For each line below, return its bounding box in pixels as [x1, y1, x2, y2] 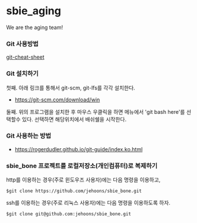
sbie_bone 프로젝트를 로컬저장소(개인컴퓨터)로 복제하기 [6, 161, 158, 170]
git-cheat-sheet [6, 53, 45, 60]
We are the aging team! [6, 24, 63, 31]
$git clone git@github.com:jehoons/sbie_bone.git [6, 211, 132, 217]
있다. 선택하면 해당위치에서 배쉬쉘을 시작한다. [21, 116, 126, 123]
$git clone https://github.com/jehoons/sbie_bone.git [6, 188, 142, 194]
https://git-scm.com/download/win [14, 96, 100, 103]
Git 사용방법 [6, 40, 39, 48]
